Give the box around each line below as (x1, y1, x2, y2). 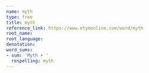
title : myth (6, 19, 35, 25)
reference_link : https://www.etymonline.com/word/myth (6, 25, 144, 31)
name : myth (6, 8, 33, 15)
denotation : (6, 42, 35, 48)
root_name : (6, 31, 33, 36)
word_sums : (6, 47, 33, 53)
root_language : (6, 36, 44, 42)
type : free (6, 14, 33, 20)
